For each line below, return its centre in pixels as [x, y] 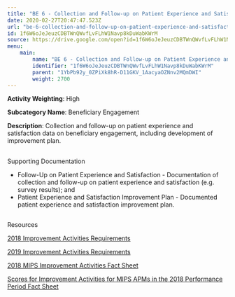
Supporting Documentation [46, 161]
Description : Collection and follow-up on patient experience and [100, 126]
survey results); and [46, 189]
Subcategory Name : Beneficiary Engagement [73, 112]
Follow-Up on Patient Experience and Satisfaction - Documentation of [118, 174]
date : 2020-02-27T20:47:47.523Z [54, 20]
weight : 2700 [51, 79]
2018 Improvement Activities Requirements [69, 238]
